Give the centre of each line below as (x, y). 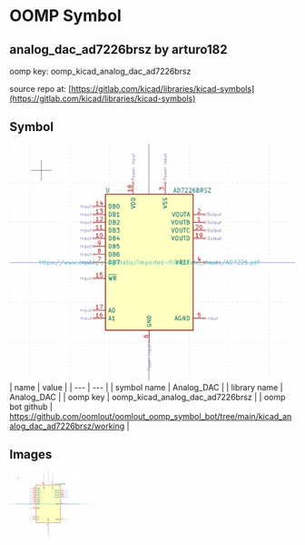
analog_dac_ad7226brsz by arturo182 (118, 50)
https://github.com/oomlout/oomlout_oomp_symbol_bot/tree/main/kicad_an (151, 416)
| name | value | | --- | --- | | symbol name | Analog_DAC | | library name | (146, 387)
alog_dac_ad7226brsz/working (67, 426)
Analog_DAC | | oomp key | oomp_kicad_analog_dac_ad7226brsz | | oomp (148, 397)
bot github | (31, 407)
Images (31, 454)
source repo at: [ (40, 89)
